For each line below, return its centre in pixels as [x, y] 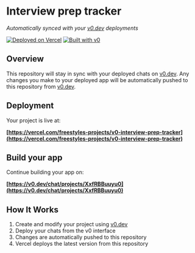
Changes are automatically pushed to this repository [81, 237]
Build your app [34, 157]
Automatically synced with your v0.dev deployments [72, 28]
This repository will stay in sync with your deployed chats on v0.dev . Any [98, 74]
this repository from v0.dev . [41, 86]
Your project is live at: [34, 120]
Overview [25, 59]
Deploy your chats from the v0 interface [65, 231]
